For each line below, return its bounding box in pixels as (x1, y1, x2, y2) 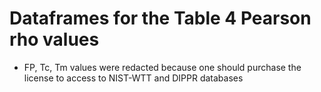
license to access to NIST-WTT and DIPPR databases (23, 72, 244, 84)
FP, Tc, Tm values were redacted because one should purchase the (23, 61, 302, 73)
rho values (9, 28, 100, 51)
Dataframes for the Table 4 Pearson (9, 7, 312, 30)
